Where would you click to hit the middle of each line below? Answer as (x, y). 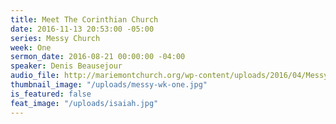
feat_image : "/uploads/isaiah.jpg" (84, 103)
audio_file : (35, 76)
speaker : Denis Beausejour (66, 66)
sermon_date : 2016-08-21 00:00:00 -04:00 (98, 57)
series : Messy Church (55, 38)
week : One (31, 47)
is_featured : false (51, 94)
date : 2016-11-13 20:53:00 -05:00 (82, 29)
